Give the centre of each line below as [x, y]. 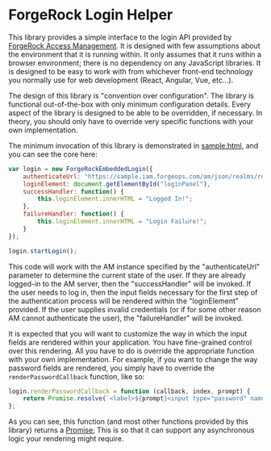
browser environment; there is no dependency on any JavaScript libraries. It [135, 63]
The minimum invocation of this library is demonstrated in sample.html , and [133, 145]
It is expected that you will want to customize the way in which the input [128, 333]
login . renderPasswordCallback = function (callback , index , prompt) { [129, 391]
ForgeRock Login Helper [91, 15]
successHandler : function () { [74, 191]
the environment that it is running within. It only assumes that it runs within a [135, 54]
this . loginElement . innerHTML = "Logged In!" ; [115, 199]
